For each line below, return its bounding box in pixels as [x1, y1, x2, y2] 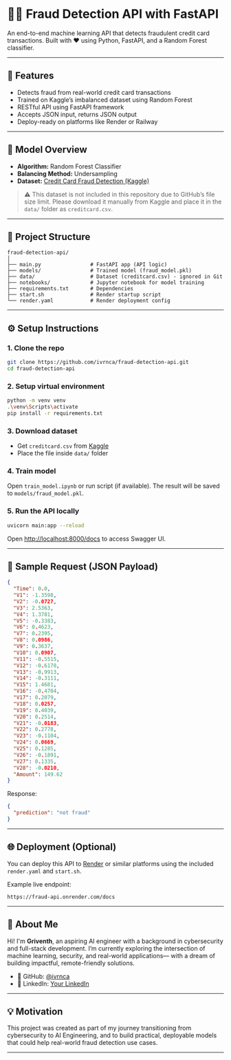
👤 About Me [7, 918, 58, 931]
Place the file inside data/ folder [16, 449, 109, 457]
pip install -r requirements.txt [7, 409, 103, 417]
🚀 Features [7, 70, 54, 82]
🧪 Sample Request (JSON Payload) [7, 561, 159, 572]
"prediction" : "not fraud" [13, 810, 91, 816]
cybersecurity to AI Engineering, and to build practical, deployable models [7, 1031, 217, 1039]
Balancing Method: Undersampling [16, 169, 118, 177]
